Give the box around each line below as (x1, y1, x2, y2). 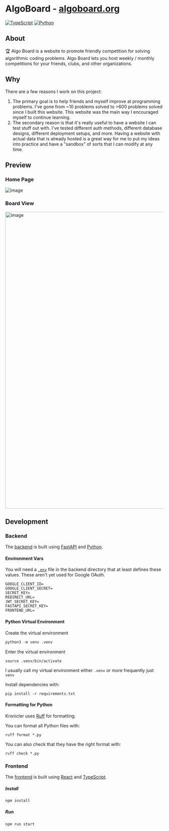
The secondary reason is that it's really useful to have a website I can (12, 119, 156, 126)
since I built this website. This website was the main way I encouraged (12, 109, 158, 115)
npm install (5, 798, 30, 803)
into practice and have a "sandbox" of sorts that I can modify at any (12, 141, 153, 147)
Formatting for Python (5, 702, 53, 708)
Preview (5, 160, 32, 169)
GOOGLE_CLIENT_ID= (5, 581, 44, 587)
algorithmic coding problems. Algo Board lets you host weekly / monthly (5, 55, 155, 61)
